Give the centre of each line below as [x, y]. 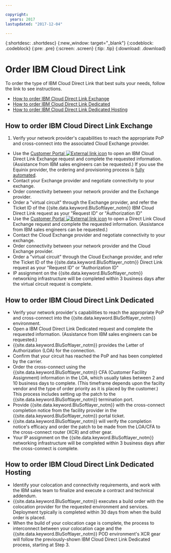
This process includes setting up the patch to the [64, 394]
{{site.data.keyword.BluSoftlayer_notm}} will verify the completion [82, 421]
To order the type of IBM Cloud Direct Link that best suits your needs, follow [85, 83]
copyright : [17, 14]
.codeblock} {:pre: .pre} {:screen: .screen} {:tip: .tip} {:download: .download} [86, 49]
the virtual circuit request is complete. [53, 284]
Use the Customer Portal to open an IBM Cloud [83, 154]
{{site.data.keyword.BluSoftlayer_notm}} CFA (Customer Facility [80, 372]
